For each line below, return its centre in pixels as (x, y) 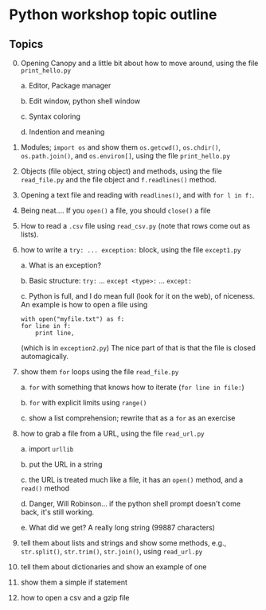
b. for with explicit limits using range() (84, 403)
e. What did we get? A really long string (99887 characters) (118, 528)
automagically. (45, 356)
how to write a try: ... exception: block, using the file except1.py (131, 250)
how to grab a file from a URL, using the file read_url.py (113, 433)
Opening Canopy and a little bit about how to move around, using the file (139, 63)
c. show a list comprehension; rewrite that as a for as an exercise (128, 418)
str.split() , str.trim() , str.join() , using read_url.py (111, 551)
